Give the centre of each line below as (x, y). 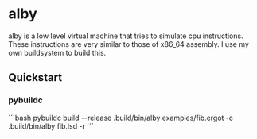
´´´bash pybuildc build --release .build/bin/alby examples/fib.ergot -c (121, 118)
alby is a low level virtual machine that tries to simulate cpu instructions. (126, 36)
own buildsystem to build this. (57, 52)
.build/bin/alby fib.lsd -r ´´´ (51, 126)
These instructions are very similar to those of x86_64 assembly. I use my (128, 44)
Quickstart (35, 77)
